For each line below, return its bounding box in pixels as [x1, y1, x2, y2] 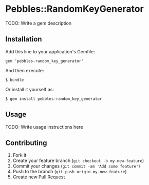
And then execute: [5, 67, 44, 73]
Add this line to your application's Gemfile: [5, 48, 95, 54]
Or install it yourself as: [5, 86, 54, 92]
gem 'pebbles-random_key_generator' [5, 58, 84, 64]
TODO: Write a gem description [5, 20, 72, 26]
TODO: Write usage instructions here [5, 124, 83, 130]
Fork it [12, 152, 27, 158]
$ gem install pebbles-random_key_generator [5, 96, 102, 101]
